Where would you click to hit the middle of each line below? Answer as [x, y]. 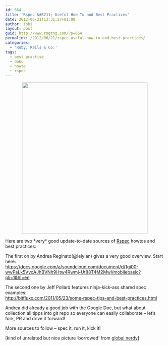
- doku [17, 62]
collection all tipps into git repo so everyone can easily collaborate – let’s [80, 313]
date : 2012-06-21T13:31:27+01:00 [40, 19]
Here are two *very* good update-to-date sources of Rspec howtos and [80, 241]
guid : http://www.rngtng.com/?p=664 [44, 33]
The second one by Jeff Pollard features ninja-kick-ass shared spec [76, 287]
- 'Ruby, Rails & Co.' [34, 47]
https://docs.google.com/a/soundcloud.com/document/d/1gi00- [72, 267]
